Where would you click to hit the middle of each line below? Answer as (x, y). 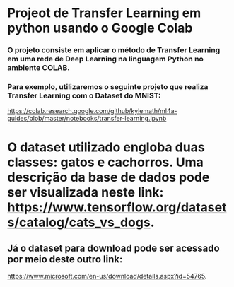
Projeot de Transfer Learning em (104, 13)
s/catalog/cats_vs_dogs (79, 222)
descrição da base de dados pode (109, 177)
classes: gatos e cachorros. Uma (105, 162)
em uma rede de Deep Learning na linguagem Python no (105, 59)
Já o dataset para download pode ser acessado (114, 248)
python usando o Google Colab (100, 28)
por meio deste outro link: (65, 259)
